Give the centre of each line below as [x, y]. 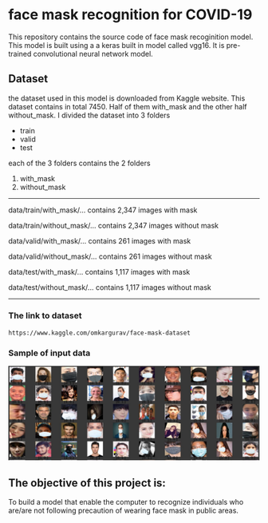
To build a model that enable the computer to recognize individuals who [126, 502]
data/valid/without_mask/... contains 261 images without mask [110, 256]
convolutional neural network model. [93, 53]
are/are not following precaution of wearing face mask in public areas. [124, 511]
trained [20, 53]
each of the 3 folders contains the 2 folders [79, 163]
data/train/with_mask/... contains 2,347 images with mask [103, 210]
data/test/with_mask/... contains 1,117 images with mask [99, 271]
